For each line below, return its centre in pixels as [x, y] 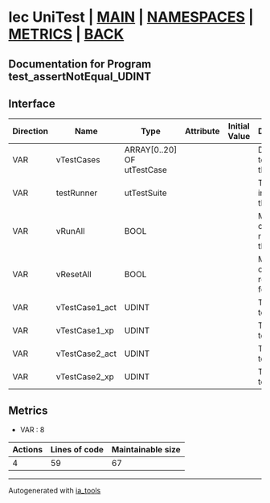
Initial [239, 126]
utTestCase [145, 170]
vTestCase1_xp [85, 331]
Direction [30, 131]
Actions [27, 450]
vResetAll [74, 275]
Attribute [202, 131]
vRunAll [71, 231]
